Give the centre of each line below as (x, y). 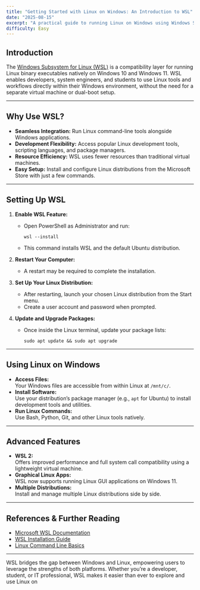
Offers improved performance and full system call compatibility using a (102, 462)
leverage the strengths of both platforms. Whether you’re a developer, (92, 569)
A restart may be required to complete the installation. (90, 271)
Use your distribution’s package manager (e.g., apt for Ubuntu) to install (103, 398)
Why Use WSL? (35, 117)
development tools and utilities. (53, 404)
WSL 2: (24, 456)
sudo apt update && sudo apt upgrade (71, 341)
